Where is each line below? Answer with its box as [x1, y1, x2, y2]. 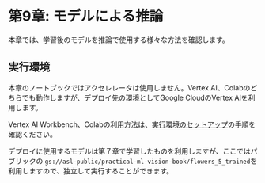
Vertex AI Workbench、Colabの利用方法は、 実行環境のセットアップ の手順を [8, 120, 256, 129]
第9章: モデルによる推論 [8, 7, 164, 25]
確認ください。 [8, 129, 57, 139]
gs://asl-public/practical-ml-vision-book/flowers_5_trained [44, 158, 251, 166]
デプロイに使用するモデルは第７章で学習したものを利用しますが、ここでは [8, 146, 251, 155]
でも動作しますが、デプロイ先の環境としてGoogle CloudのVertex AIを [21, 93, 248, 102]
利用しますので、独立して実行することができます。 [8, 166, 174, 175]
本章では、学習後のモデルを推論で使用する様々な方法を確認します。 [8, 35, 229, 44]
